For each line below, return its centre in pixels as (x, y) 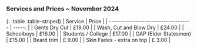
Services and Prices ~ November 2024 (63, 9)
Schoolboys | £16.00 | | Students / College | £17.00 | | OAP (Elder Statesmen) (99, 34)
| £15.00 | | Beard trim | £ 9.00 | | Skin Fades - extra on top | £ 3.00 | (88, 40)
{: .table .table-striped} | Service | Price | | (57, 22)
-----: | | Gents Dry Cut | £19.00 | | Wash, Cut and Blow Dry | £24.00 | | (98, 27)
